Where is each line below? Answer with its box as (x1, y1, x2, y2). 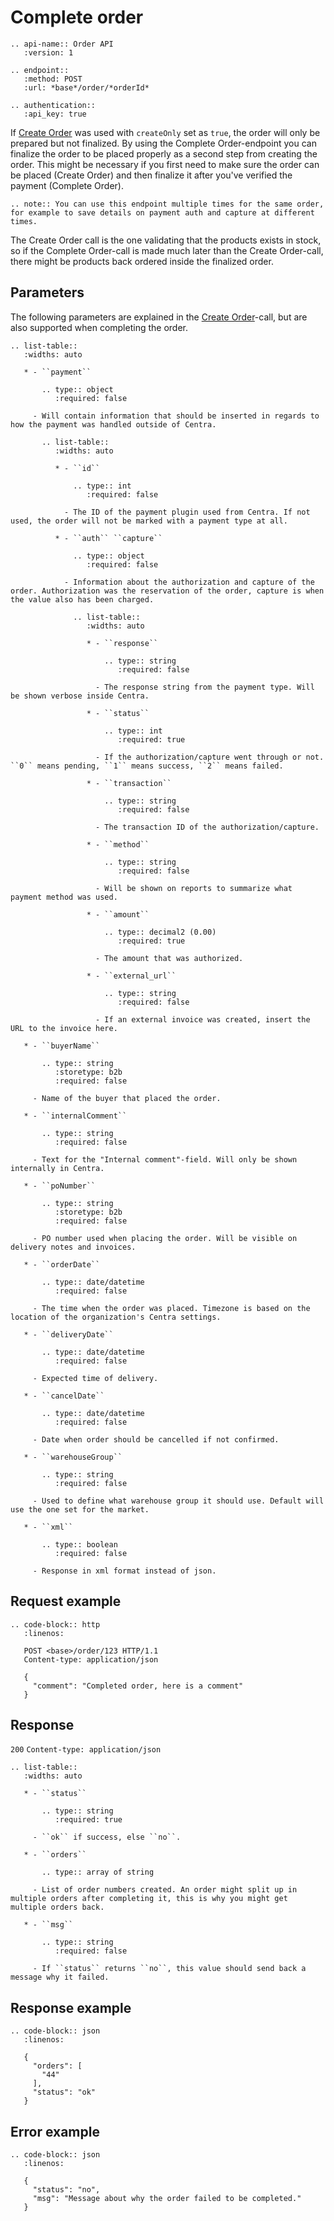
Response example (10, 1999, 132, 2016)
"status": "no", (32, 2185, 101, 2195)
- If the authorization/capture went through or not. (95, 752, 325, 762)
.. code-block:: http (10, 1619, 101, 1630)
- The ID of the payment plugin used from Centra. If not (63, 507, 311, 517)
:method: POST (23, 74, 83, 84)
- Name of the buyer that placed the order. (32, 1093, 222, 1103)
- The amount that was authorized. (95, 953, 244, 963)
